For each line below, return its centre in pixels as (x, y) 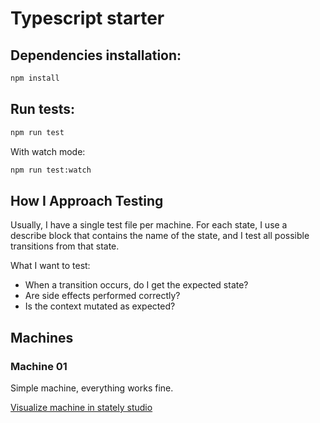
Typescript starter (87, 18)
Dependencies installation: (96, 55)
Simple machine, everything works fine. (92, 388)
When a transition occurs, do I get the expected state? (136, 285)
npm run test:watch (51, 170)
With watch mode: (48, 151)
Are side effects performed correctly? (102, 296)
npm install (35, 78)
